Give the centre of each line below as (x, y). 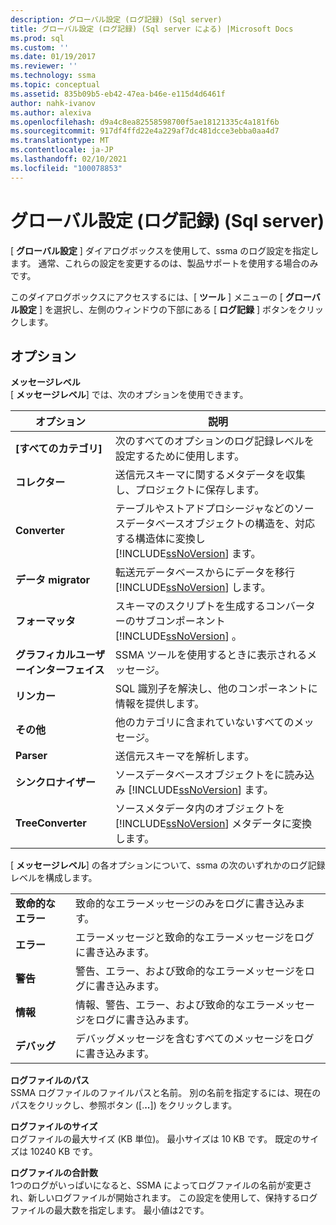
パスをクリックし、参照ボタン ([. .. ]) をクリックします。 (124, 1105)
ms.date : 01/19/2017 (53, 57)
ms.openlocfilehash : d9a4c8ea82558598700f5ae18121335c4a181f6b (145, 122)
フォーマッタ (46, 621)
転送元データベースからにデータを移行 (205, 573)
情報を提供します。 (159, 704)
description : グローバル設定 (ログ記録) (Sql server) (116, 19)
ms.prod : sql (37, 38)
